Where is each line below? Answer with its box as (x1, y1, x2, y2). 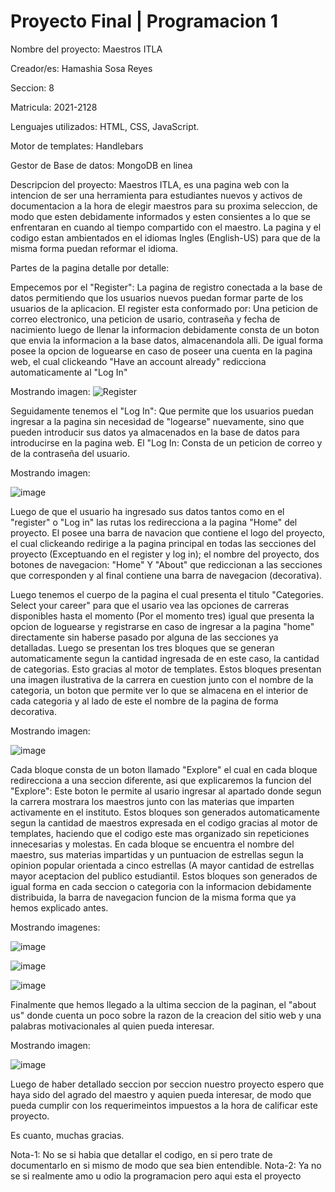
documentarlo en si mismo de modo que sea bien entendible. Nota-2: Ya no (10, 1159, 322, 1171)
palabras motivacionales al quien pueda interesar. (10, 1020, 215, 1032)
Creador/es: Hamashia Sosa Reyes (10, 62, 153, 74)
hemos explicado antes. (10, 901, 109, 914)
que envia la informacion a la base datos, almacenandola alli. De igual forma (10, 334, 324, 346)
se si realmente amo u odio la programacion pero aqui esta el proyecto (10, 1170, 302, 1182)
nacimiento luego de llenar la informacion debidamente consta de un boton (10, 323, 320, 335)
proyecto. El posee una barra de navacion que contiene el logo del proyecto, (10, 526, 326, 539)
